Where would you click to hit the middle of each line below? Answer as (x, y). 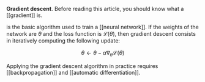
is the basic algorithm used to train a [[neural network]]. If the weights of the (102, 27)
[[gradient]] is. (24, 15)
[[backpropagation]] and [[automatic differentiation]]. (73, 72)
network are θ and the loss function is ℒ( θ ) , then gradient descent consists (101, 34)
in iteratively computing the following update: (63, 41)
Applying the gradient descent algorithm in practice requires (82, 66)
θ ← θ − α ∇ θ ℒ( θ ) (103, 53)
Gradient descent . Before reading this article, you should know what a (95, 9)
